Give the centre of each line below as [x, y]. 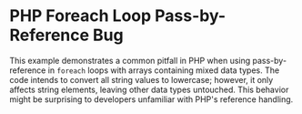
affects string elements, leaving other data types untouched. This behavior [149, 89]
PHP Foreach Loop [81, 16]
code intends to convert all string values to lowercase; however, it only [141, 79]
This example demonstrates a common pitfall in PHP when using [130, 60]
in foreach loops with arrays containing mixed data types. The [164, 70]
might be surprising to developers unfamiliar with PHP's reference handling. [151, 99]
